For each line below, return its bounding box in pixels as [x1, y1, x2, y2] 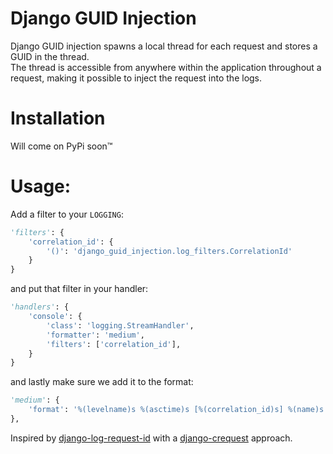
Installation [10, 107, 106, 130]
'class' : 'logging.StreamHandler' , [46, 320, 195, 331]
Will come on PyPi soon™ [10, 140, 113, 152]
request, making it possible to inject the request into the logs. [10, 72, 263, 84]
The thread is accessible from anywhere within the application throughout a [10, 61, 322, 73]
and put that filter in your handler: [10, 283, 149, 295]
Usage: [10, 175, 72, 198]
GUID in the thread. [10, 50, 90, 62]
